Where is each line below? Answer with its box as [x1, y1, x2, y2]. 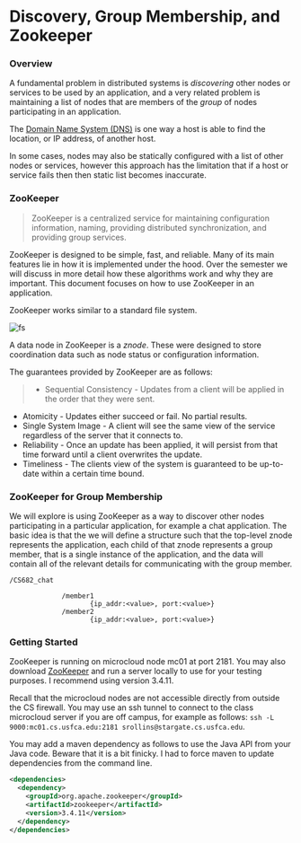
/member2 [61, 608, 94, 617]
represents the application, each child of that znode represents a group [9, 540, 273, 550]
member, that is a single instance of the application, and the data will [9, 549, 263, 560]
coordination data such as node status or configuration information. [9, 348, 260, 360]
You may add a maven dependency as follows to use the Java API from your [9, 739, 292, 750]
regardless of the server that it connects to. [22, 429, 183, 441]
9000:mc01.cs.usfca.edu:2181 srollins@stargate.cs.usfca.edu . [9, 721, 245, 733]
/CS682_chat [9, 576, 54, 585]
